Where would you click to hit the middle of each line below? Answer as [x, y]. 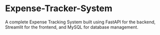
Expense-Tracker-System [59, 9]
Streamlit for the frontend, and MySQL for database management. [72, 27]
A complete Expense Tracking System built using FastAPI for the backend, [80, 22]
